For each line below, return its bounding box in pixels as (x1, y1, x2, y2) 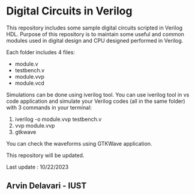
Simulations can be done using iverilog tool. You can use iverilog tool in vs (6, 91, 190, 98)
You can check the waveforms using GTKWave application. (6, 140, 152, 147)
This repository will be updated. (6, 152, 85, 159)
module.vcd (14, 79, 45, 87)
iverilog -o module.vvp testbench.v (14, 116, 102, 123)
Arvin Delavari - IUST (6, 181, 87, 191)
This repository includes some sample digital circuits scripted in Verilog (6, 24, 183, 31)
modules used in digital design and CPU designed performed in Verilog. (6, 37, 184, 44)
